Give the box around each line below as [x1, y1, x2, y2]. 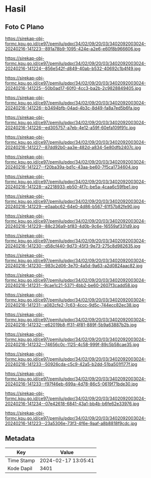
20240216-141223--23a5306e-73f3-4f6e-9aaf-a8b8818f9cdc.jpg [5, 421, 137, 426]
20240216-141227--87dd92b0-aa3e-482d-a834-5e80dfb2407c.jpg [5, 145, 141, 150]
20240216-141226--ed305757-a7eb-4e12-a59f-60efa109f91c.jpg [5, 125, 136, 131]
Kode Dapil [7, 465, 33, 472]
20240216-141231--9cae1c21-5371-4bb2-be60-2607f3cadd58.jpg [5, 282, 137, 288]
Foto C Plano [5, 23, 44, 31]
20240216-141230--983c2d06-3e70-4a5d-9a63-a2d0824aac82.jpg [5, 263, 143, 268]
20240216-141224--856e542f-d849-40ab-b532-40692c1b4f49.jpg [5, 66, 141, 71]
